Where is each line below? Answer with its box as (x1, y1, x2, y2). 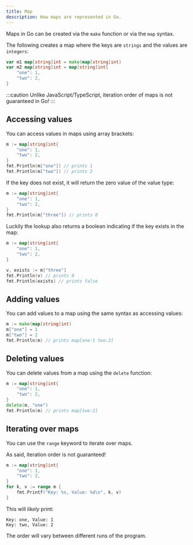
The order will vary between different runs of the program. (6, 532, 147, 539)
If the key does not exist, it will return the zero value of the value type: (6, 179, 174, 186)
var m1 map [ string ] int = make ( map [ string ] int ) (6, 59, 122, 65)
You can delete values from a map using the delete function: (6, 369, 152, 376)
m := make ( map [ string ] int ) (6, 321, 72, 327)
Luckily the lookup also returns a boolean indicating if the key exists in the (6, 223, 184, 230)
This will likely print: (6, 505, 54, 512)
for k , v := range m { (6, 484, 61, 490)
